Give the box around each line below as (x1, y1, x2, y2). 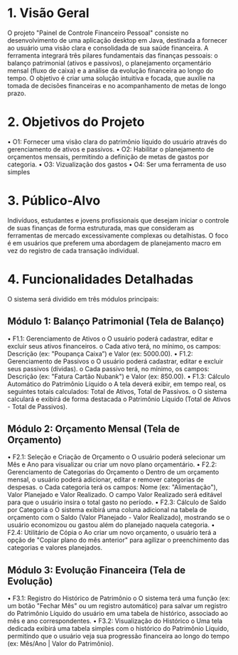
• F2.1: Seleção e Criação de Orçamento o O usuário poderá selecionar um (7, 453, 226, 462)
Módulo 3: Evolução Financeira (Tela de (7, 564, 186, 576)
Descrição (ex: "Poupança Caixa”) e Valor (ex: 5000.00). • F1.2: (7, 349, 193, 358)
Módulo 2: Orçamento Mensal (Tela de (7, 422, 180, 435)
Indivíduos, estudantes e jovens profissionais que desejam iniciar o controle (7, 215, 229, 225)
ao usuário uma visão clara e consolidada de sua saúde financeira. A (7, 43, 209, 52)
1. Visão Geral (7, 5, 90, 21)
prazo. (7, 89, 26, 97)
